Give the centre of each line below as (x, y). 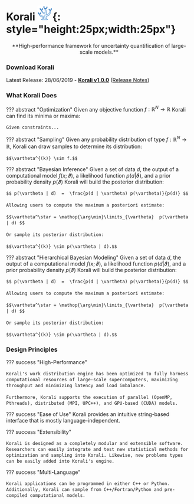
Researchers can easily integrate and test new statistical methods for (97, 450)
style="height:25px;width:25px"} (91, 30)
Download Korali (30, 67)
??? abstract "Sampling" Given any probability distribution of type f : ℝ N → (96, 139)
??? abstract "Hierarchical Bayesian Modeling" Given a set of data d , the (94, 257)
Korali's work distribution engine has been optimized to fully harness (97, 374)
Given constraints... (33, 127)
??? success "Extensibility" (39, 432)
